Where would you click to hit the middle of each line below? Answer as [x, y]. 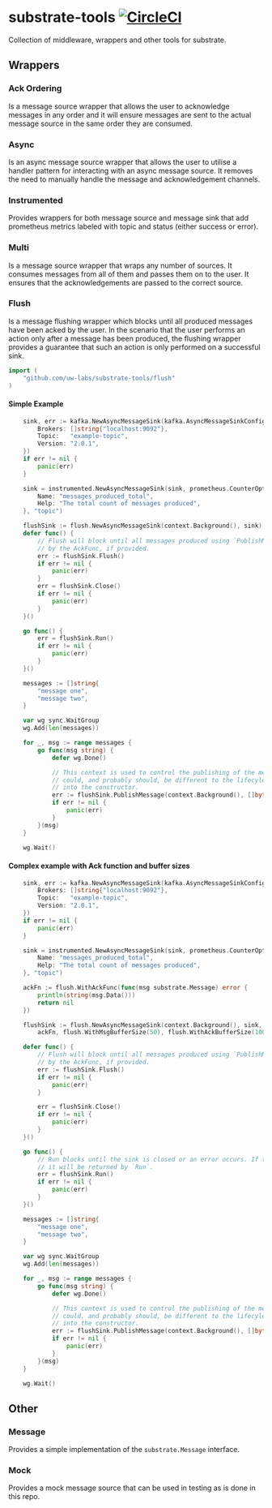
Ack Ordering [35, 88]
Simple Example [36, 404]
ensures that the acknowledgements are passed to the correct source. [126, 282]
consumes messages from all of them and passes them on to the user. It [129, 274]
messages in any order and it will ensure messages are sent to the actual [130, 114]
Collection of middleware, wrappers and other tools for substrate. [117, 40]
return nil [56, 1003]
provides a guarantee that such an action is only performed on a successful [134, 347]
